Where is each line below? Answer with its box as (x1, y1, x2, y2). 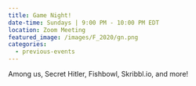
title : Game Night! (8, 11, 72, 20)
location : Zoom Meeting (8, 26, 86, 34)
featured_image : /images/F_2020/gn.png (8, 33, 139, 41)
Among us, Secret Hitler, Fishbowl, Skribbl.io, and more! (8, 70, 189, 78)
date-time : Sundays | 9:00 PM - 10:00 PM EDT (8, 19, 159, 27)
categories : (8, 41, 47, 48)
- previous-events (15, 48, 76, 56)
